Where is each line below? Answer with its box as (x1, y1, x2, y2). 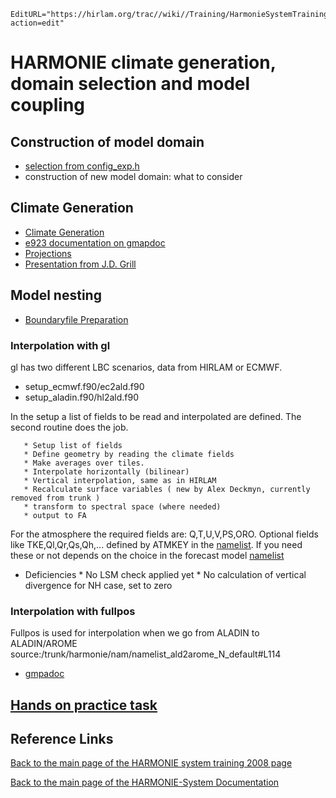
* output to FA (23, 510, 87, 520)
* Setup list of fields (23, 440, 123, 450)
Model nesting (10, 287, 102, 304)
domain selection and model (10, 73, 251, 95)
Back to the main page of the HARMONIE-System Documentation (10, 776, 280, 789)
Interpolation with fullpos (10, 604, 136, 618)
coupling (10, 94, 86, 117)
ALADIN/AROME (10, 638, 78, 650)
